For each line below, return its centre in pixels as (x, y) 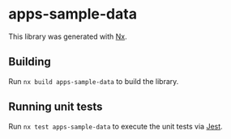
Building (30, 62)
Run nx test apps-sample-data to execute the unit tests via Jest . (115, 126)
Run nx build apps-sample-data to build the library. (94, 81)
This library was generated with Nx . (68, 36)
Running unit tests (56, 107)
